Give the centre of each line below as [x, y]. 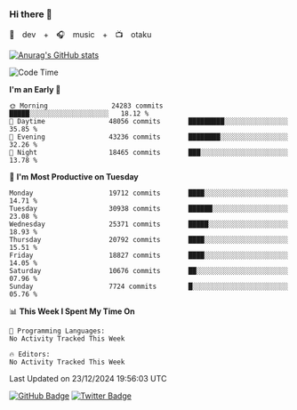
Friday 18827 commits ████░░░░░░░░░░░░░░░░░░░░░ [149, 256]
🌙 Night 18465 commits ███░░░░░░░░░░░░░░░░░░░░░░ [149, 153]
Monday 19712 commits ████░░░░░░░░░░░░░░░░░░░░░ [149, 193]
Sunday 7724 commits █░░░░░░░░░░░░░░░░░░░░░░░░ [149, 287]
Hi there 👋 [31, 14]
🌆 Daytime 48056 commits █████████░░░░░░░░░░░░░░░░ [149, 122]
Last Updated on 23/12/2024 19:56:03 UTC [88, 379]
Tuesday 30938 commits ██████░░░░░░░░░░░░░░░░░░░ [149, 209]
